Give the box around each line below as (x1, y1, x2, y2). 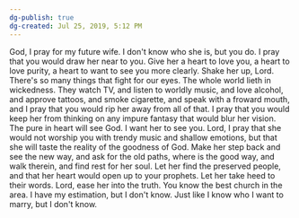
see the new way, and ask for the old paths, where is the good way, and (9, 151, 276, 161)
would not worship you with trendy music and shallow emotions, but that (9, 132, 277, 143)
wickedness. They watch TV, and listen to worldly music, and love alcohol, (9, 84, 285, 95)
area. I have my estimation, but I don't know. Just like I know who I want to (9, 189, 285, 200)
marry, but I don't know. (9, 198, 97, 209)
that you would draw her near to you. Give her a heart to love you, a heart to (9, 56, 290, 66)
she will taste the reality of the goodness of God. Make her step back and (9, 141, 281, 153)
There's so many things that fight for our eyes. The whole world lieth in (9, 74, 272, 85)
